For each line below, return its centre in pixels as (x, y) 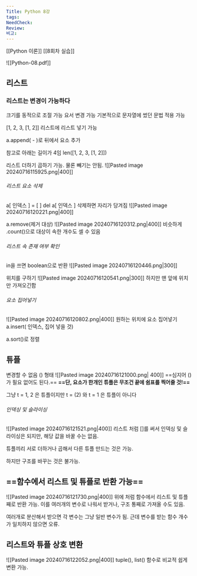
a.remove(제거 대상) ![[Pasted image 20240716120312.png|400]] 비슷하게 (94, 224)
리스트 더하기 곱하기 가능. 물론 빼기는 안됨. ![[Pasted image (75, 165)
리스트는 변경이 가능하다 (38, 101)
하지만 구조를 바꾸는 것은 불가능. (43, 461)
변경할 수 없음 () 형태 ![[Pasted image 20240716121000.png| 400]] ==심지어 (96, 375)
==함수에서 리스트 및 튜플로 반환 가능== (75, 481)
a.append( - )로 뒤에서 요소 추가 (43, 140)
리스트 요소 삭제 (24, 186)
